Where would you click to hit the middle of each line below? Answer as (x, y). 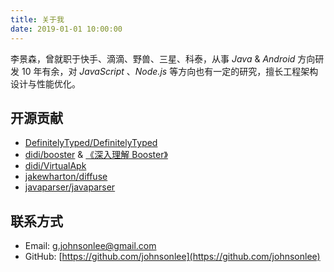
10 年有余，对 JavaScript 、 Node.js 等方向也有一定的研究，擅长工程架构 (170, 71)
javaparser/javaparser (70, 187)
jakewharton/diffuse (66, 177)
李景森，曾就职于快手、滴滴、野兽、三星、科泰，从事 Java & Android (153, 58)
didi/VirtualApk (55, 166)
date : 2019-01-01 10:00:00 (66, 29)
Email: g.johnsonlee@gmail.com (90, 246)
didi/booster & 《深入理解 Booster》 (96, 155)
